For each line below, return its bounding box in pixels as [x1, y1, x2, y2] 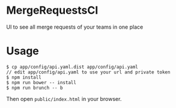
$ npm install [6, 74, 42, 81]
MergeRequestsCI [6, 4, 99, 17]
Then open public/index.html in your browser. [6, 95, 122, 102]
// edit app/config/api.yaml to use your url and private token [6, 69, 171, 75]
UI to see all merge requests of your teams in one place [6, 23, 144, 30]
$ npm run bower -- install [6, 79, 77, 85]
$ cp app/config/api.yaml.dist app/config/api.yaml [6, 64, 138, 70]
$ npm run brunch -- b [6, 85, 63, 91]
